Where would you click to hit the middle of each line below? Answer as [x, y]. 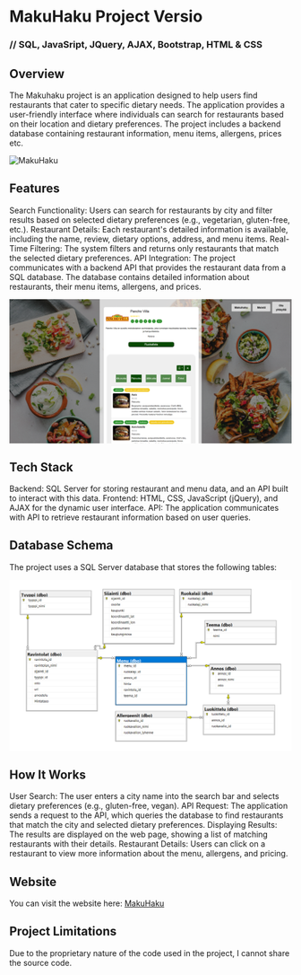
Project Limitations [63, 931]
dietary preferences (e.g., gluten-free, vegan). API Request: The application [149, 806]
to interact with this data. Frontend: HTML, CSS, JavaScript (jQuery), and [144, 498]
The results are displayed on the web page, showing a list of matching [139, 834]
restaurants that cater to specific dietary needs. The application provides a [147, 104]
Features [34, 189]
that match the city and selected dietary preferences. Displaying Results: [143, 825]
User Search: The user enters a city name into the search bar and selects [144, 796]
